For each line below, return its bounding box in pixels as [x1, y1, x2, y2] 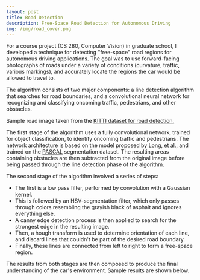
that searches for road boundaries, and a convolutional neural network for [6, 93, 190, 100]
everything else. [14, 210, 55, 218]
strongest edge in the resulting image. [14, 223, 110, 230]
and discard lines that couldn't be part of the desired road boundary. [14, 236, 186, 243]
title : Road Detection [6, 15, 63, 21]
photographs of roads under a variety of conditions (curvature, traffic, [6, 62, 180, 69]
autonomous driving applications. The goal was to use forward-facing [6, 55, 180, 62]
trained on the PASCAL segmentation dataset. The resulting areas [6, 148, 169, 155]
